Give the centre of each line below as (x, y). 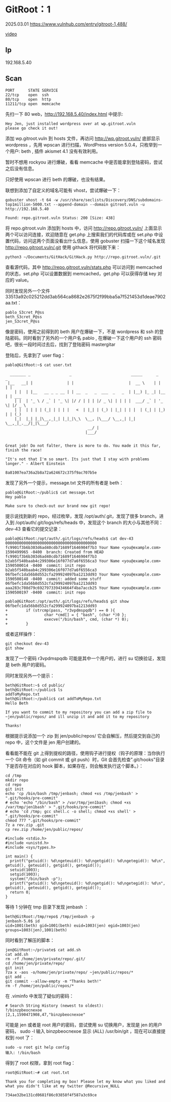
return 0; (20, 892)
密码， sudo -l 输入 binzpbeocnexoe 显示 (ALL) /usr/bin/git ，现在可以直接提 (86, 1031)
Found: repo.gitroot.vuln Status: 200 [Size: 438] (60, 218)
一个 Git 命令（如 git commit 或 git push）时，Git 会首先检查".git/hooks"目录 (85, 759)
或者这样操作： (21, 634)
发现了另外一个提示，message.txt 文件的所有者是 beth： (65, 483)
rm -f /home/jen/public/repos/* (40, 986)
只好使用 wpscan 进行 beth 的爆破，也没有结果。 (57, 179)
